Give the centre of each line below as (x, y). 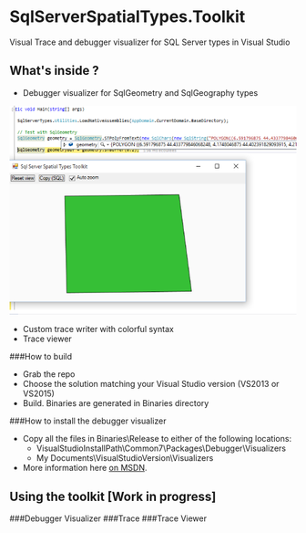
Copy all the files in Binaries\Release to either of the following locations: (157, 439)
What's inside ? (55, 71)
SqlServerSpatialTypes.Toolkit (127, 17)
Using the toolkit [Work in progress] (113, 496)
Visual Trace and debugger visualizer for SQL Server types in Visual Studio (150, 42)
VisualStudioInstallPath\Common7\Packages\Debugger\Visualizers (161, 448)
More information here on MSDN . (85, 468)
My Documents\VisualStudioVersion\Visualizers (125, 458)
